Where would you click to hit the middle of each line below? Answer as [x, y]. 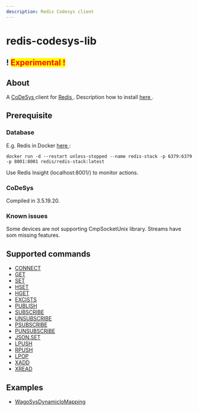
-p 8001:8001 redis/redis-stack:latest [55, 161]
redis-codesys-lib [51, 41]
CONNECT [28, 268]
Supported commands [48, 254]
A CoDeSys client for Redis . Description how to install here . [80, 97]
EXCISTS [26, 300]
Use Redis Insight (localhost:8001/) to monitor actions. [72, 172]
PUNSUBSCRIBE [35, 331]
